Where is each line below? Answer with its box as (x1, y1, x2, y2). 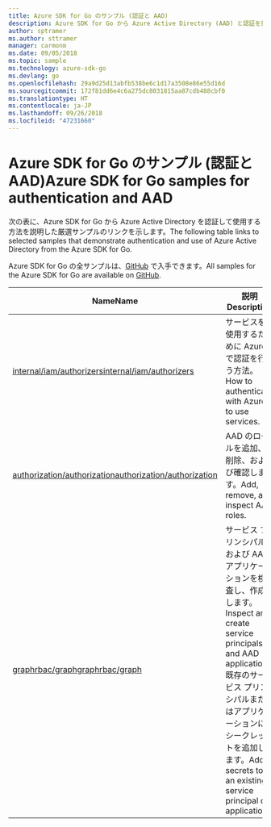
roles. (225, 509, 247, 520)
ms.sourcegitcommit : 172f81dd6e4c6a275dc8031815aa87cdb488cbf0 (8, 86, 226, 95)
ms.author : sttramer (8, 34, 78, 43)
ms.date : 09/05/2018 (8, 49, 78, 57)
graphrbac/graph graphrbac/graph (12, 663, 143, 675)
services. (225, 416, 261, 427)
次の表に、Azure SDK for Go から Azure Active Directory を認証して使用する (8, 216, 261, 226)
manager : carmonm (8, 42, 67, 50)
